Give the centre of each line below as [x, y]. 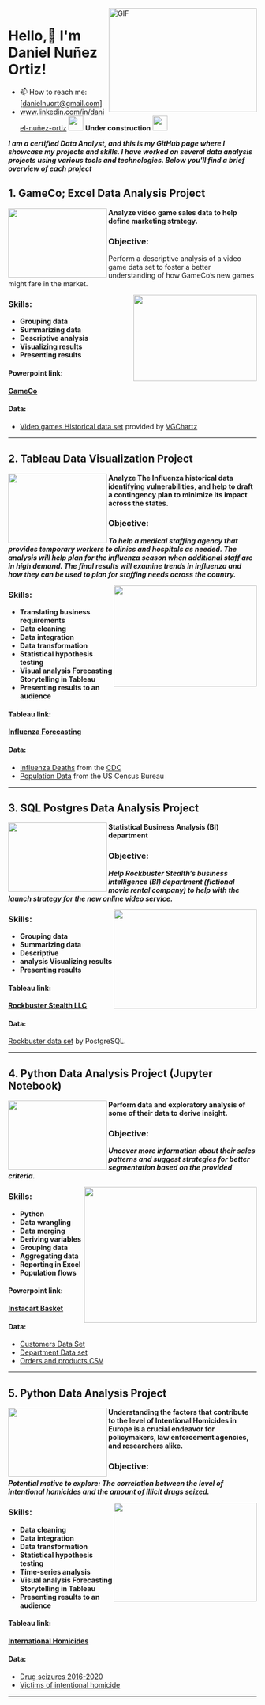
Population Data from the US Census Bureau [91, 776]
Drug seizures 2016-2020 [61, 1677]
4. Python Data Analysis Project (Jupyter [110, 1074]
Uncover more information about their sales [182, 1151]
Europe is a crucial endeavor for [162, 1429]
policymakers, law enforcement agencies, [179, 1437]
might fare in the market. [48, 284]
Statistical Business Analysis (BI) [164, 827]
